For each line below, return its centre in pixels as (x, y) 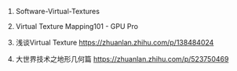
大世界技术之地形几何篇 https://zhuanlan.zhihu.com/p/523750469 (122, 59)
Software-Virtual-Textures (58, 11)
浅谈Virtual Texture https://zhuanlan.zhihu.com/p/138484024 (115, 43)
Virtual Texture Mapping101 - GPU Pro (77, 26)
